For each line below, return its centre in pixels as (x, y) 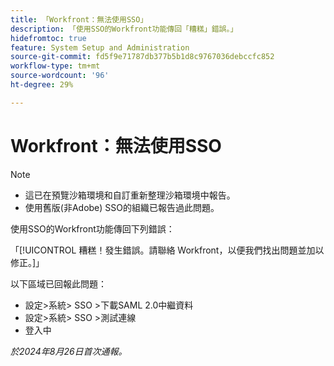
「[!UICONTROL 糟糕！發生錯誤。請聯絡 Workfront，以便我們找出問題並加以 (167, 250)
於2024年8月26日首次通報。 (69, 351)
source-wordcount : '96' (60, 76)
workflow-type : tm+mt (55, 66)
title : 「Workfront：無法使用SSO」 (79, 19)
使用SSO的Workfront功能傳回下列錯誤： (92, 228)
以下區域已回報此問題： (58, 283)
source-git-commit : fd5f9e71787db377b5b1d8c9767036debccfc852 (142, 57)
